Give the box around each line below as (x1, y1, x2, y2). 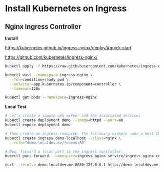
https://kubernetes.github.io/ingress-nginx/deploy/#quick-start (5, 45, 132, 50)
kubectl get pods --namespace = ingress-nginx (5, 95, 97, 100)
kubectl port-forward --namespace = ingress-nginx (5, 153, 106, 159)
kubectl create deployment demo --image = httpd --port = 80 (5, 118, 123, 123)
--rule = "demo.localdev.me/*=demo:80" (9, 140, 86, 145)
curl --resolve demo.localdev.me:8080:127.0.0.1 (5, 162, 106, 168)
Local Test (5, 104, 27, 110)
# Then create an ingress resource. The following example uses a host (5, 131, 154, 136)
